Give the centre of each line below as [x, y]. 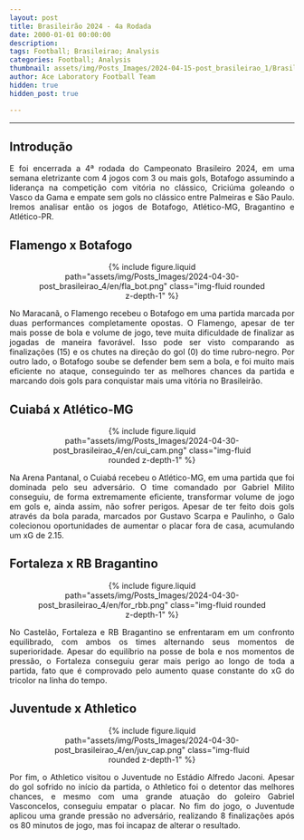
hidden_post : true [44, 93]
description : [34, 43]
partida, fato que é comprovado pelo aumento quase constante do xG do [152, 671]
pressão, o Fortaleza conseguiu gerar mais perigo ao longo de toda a [152, 661]
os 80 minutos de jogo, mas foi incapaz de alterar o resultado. [125, 825]
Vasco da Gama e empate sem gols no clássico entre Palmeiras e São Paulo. [152, 198]
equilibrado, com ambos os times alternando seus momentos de [152, 642]
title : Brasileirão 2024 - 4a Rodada [81, 26]
